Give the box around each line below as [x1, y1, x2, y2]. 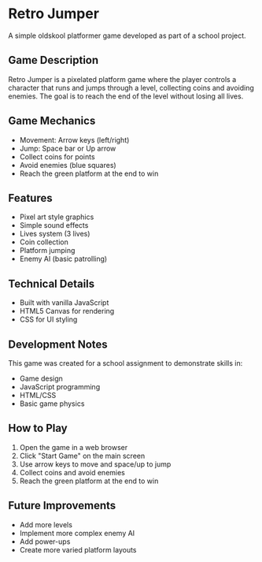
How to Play [8, 422, 68, 435]
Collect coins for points [19, 151, 96, 162]
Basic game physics [19, 399, 85, 408]
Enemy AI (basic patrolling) [19, 254, 108, 264]
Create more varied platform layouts [19, 545, 137, 554]
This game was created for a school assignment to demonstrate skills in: [8, 359, 243, 367]
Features [8, 191, 53, 205]
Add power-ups [19, 537, 71, 546]
